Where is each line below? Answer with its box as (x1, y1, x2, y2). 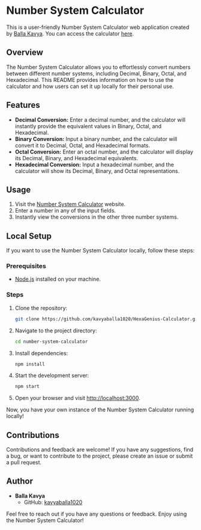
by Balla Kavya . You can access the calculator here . (6, 30, 134, 37)
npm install (14, 361, 45, 367)
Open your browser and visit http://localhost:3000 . (14, 394, 140, 402)
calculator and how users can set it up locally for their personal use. (6, 83, 174, 90)
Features (6, 100, 40, 110)
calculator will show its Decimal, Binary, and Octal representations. (14, 167, 180, 175)
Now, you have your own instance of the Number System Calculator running (6, 406, 194, 413)
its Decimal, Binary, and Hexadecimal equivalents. (14, 154, 139, 161)
